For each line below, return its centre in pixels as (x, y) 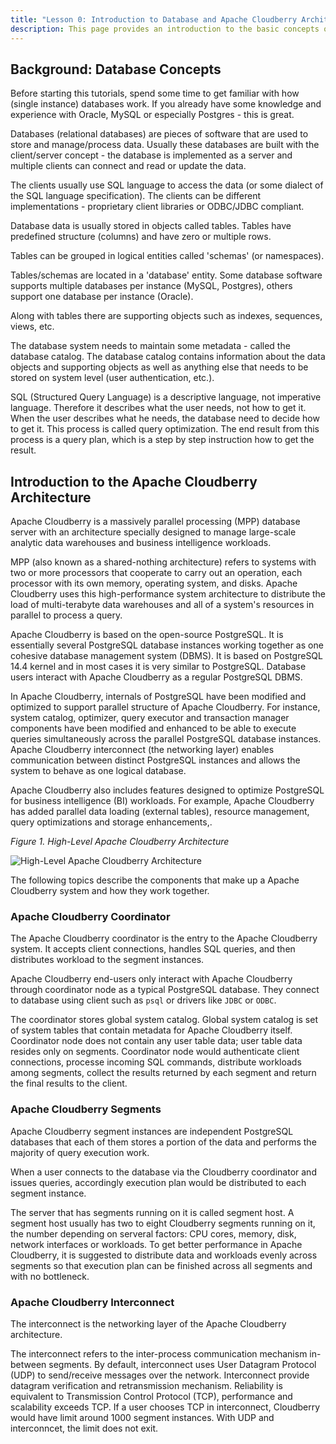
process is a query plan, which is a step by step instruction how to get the (162, 440)
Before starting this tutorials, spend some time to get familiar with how (155, 93)
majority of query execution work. (80, 1152)
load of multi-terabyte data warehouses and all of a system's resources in (162, 605)
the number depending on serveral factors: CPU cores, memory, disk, (153, 1233)
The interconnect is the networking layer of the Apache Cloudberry (148, 1324)
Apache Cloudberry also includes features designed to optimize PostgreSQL (167, 790)
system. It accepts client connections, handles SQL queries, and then (153, 949)
